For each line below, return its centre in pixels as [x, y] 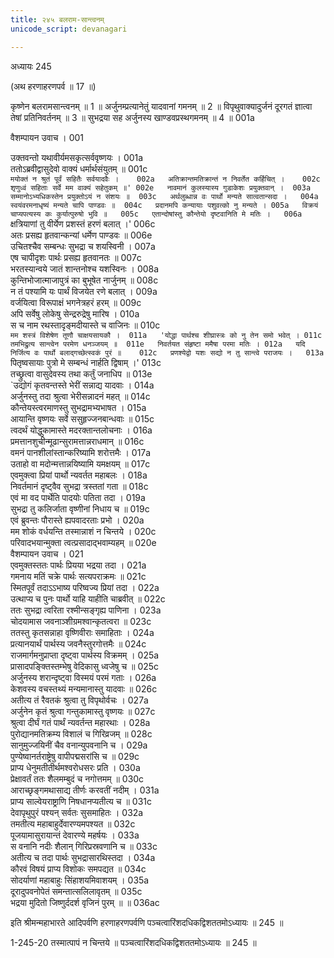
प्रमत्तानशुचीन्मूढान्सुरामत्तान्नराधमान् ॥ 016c [77, 441]
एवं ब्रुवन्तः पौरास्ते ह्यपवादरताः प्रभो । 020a [77, 520]
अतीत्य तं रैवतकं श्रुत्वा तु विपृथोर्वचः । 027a [79, 700]
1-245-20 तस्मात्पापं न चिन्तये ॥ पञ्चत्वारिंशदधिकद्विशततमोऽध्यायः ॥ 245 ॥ [133, 942]
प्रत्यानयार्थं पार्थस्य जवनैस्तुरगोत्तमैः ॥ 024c [78, 643]
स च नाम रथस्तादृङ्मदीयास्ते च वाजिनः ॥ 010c [85, 325]
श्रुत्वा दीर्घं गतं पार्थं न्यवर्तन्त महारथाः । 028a [80, 722]
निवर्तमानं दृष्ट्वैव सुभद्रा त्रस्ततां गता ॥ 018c [79, 486]
